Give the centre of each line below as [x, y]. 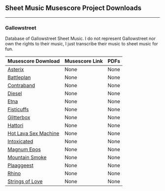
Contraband [21, 86]
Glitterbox [19, 118]
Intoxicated [20, 141]
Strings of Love [25, 182]
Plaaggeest [21, 165]
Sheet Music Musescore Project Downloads [73, 8]
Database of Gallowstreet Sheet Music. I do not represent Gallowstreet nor [80, 38]
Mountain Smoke [27, 158]
